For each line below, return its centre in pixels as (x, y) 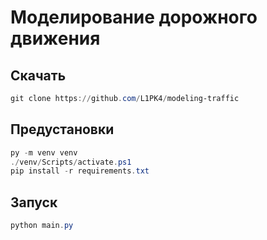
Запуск (34, 202)
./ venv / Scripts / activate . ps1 (71, 162)
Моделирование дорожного (134, 17)
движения (55, 38)
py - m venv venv (44, 152)
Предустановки (62, 129)
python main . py (42, 226)
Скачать (38, 75)
